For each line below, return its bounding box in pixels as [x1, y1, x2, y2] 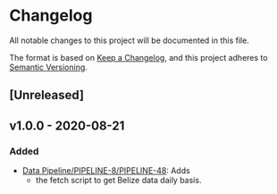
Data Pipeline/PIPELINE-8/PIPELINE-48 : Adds [21, 165, 190, 176]
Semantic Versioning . [9, 62, 88, 72]
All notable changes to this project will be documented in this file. [9, 35, 250, 46]
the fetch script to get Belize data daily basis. [35, 175, 202, 186]
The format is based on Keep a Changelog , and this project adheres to [9, 52, 268, 63]
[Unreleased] [9, 88, 85, 103]
